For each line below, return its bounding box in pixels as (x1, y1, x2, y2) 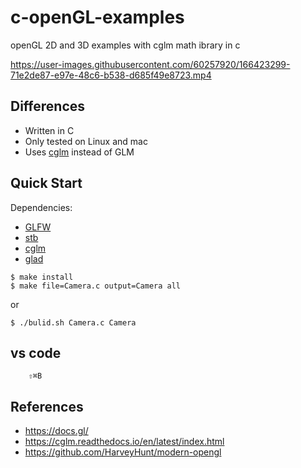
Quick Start (10, 175, 83, 192)
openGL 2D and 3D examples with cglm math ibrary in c (10, 39, 241, 51)
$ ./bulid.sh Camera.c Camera (10, 317, 137, 328)
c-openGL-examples (10, 6, 185, 29)
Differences (10, 98, 86, 115)
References (10, 398, 84, 415)
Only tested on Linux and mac (24, 135, 148, 147)
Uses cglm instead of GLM (24, 146, 135, 158)
